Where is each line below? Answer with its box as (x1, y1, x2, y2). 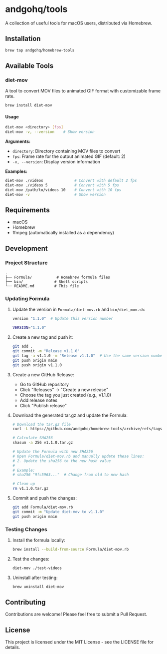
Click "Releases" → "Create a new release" (19, 386, 109, 393)
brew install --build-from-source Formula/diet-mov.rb (12, 547, 129, 552)
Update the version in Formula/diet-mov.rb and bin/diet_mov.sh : (12, 306, 146, 313)
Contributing (5, 598, 46, 607)
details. (5, 645, 20, 651)
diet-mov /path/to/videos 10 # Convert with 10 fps (5, 187, 122, 192)
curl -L (12, 426, 28, 432)
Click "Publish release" (19, 402, 67, 408)
